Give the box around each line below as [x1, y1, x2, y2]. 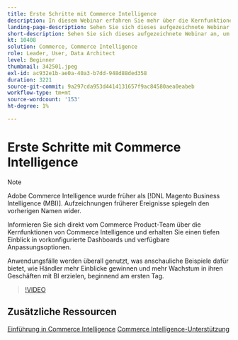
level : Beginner [7, 57, 55, 64]
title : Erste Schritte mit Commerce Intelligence [7, 10, 157, 18]
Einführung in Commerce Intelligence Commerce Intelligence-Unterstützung [7, 324, 230, 333]
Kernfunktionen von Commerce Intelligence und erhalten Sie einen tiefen [7, 227, 220, 236]
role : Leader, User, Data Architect [7, 50, 115, 57]
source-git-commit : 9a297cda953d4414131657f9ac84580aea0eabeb [7, 83, 195, 90]
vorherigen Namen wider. [7, 206, 81, 215]
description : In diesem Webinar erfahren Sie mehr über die [7, 17, 189, 24]
